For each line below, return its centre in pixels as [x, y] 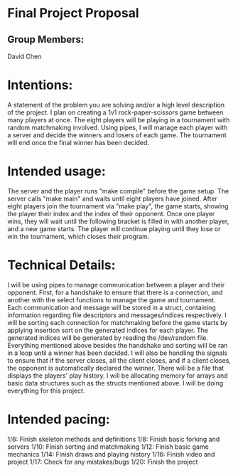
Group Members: [46, 39]
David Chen [25, 56]
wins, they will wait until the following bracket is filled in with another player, [118, 221]
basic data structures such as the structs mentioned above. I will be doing [115, 383]
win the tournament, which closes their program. [79, 236]
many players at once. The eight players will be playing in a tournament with [119, 119]
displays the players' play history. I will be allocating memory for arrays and [118, 376]
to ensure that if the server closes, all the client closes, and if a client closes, [119, 360]
